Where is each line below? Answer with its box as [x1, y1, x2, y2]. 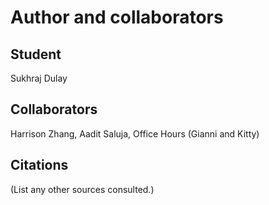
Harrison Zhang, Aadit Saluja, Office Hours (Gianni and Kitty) [10, 127, 260, 140]
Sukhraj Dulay [10, 72, 68, 84]
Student [10, 46, 62, 63]
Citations [10, 157, 69, 174]
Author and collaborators [10, 6, 224, 29]
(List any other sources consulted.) [10, 183, 155, 195]
